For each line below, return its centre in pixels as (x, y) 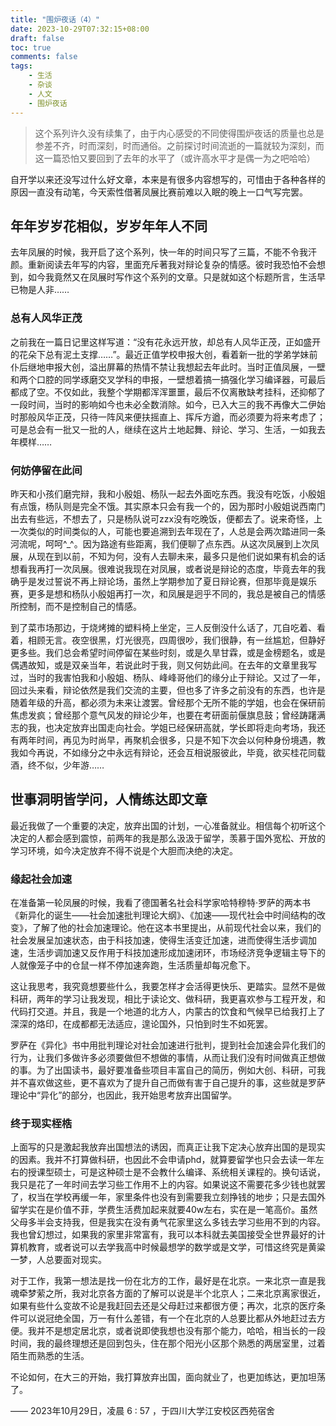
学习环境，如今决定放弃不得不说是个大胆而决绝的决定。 (124, 850)
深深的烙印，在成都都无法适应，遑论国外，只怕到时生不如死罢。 (141, 1024)
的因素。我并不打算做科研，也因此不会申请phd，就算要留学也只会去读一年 (163, 1160)
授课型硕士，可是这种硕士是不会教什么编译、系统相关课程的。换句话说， (176, 1172)
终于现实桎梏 (41, 1123)
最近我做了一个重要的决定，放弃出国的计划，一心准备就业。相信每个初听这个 (168, 825)
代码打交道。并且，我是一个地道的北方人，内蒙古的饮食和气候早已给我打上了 (168, 1012)
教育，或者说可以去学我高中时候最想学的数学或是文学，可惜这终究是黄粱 (176, 1247)
